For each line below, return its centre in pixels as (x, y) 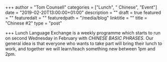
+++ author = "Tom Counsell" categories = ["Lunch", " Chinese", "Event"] (81, 7)
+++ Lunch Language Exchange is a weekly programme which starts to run (83, 33)
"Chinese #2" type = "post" (34, 23)
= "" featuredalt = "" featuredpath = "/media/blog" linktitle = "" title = (76, 18)
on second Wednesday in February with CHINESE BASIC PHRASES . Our (79, 38)
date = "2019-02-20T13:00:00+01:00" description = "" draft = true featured (83, 12)
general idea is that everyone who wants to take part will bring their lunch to (84, 43)
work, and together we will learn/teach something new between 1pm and (80, 49)
